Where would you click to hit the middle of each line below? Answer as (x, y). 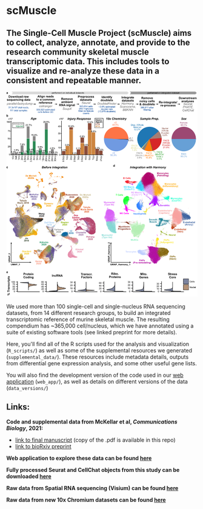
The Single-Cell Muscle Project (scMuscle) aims (99, 33)
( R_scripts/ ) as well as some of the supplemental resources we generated (99, 350)
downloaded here (29, 476)
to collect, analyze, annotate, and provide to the (98, 42)
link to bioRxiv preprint (43, 446)
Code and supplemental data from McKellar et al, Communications (92, 422)
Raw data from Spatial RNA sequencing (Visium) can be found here (92, 488)
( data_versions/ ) (27, 388)
